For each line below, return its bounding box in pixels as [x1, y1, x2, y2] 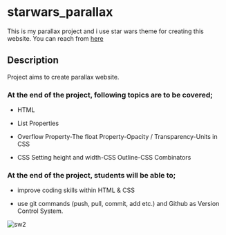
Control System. [17, 207, 64, 215]
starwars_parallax [7, 4, 113, 20]
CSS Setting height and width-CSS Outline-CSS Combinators [17, 153, 191, 162]
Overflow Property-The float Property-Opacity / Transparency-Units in [17, 133, 218, 141]
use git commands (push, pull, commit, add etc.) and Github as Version [17, 200, 220, 208]
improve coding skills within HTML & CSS [17, 186, 135, 194]
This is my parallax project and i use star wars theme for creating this [7, 27, 204, 35]
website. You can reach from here [7, 34, 104, 42]
